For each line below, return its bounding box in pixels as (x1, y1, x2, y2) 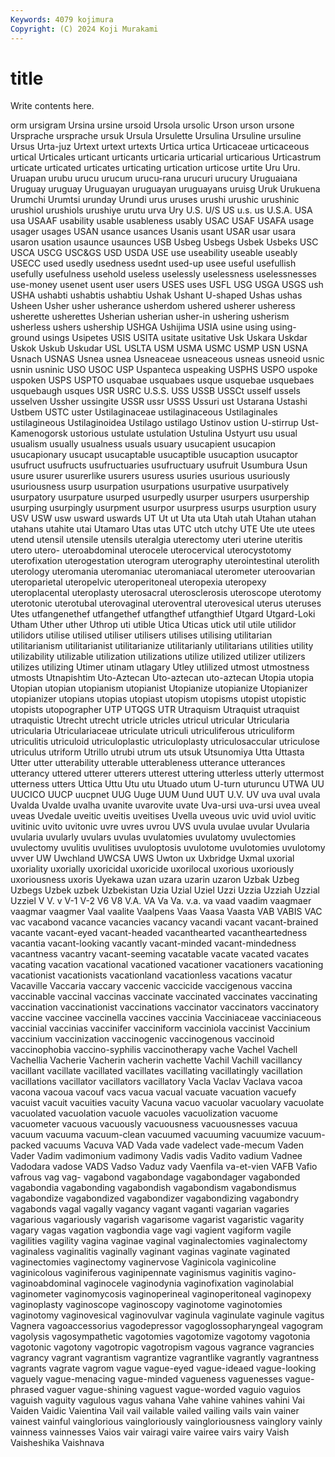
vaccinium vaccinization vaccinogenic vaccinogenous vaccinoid (10, 1033, 275, 1045)
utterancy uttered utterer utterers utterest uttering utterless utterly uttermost (10, 767, 325, 780)
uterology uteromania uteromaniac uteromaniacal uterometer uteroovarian (10, 566, 316, 578)
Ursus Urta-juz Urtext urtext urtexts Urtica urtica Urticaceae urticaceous (10, 141, 310, 153)
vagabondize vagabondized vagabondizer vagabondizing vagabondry (10, 1192, 300, 1205)
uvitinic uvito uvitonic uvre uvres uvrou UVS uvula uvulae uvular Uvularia (10, 821, 310, 833)
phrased (10, 1384, 45, 1396)
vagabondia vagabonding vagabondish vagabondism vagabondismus (10, 1182, 297, 1194)
